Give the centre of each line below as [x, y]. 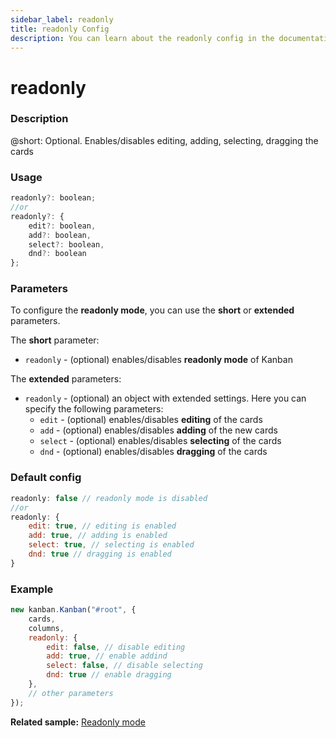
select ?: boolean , [66, 244]
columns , [46, 628]
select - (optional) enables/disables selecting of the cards [160, 441]
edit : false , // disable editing [116, 647]
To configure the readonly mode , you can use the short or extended [152, 310]
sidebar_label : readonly [62, 19]
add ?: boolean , [60, 235]
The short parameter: [55, 340]
